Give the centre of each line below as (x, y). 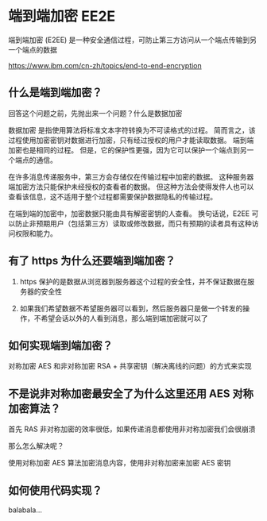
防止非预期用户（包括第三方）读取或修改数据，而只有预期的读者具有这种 (133, 223)
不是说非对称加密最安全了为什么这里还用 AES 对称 (131, 394)
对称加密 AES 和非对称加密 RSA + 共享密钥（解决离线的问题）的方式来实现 (130, 366)
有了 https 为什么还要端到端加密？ (92, 261)
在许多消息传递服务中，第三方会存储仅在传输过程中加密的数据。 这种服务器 (131, 176)
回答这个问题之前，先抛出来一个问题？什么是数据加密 (95, 113)
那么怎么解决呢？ (36, 446)
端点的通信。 (36, 160)
